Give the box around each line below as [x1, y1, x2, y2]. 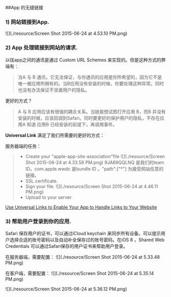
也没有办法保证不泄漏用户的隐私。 [17, 86, 90, 93]
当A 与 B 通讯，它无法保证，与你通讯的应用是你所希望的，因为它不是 [17, 74, 162, 80]
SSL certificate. [25, 178, 58, 184]
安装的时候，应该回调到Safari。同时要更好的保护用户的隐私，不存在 [17, 115, 160, 121]
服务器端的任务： [5, 143, 41, 149]
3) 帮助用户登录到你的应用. [5, 218, 71, 225]
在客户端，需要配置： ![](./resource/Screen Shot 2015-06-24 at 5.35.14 [5, 270, 154, 276]
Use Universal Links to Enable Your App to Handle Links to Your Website [5, 204, 157, 210]
